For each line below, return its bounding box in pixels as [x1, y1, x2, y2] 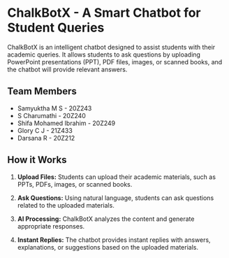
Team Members [7, 85, 77, 97]
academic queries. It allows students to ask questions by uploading [7, 50, 201, 59]
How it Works [7, 154, 67, 166]
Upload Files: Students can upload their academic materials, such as [17, 173, 216, 181]
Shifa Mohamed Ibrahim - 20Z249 [17, 119, 116, 127]
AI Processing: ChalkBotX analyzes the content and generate [17, 215, 195, 223]
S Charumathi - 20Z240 [17, 111, 86, 120]
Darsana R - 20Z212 [17, 134, 75, 142]
